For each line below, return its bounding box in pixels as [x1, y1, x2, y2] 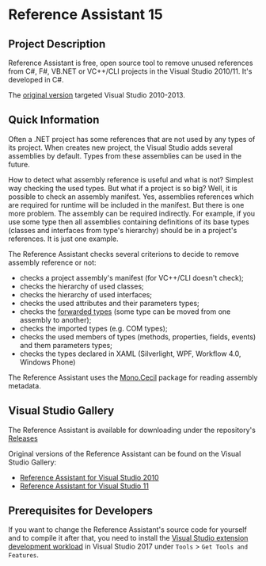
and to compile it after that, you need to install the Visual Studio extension [8, 533, 249, 543]
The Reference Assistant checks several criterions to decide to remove [8, 249, 240, 258]
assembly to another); [19, 315, 92, 324]
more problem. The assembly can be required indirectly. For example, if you [8, 208, 256, 218]
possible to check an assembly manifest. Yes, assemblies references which [8, 192, 255, 201]
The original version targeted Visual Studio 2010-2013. [8, 90, 186, 100]
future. [8, 159, 30, 169]
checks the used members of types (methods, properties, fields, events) [19, 331, 256, 342]
